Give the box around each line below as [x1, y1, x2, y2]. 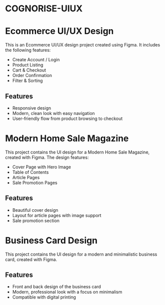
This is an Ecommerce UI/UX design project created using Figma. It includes [5, 42, 161, 48]
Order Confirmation [12, 73, 52, 78]
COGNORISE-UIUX [5, 3, 83, 14]
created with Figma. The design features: [5, 154, 89, 160]
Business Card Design [5, 235, 98, 246]
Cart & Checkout [12, 67, 46, 73]
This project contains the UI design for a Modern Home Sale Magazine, [5, 149, 150, 155]
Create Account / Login [12, 57, 60, 63]
